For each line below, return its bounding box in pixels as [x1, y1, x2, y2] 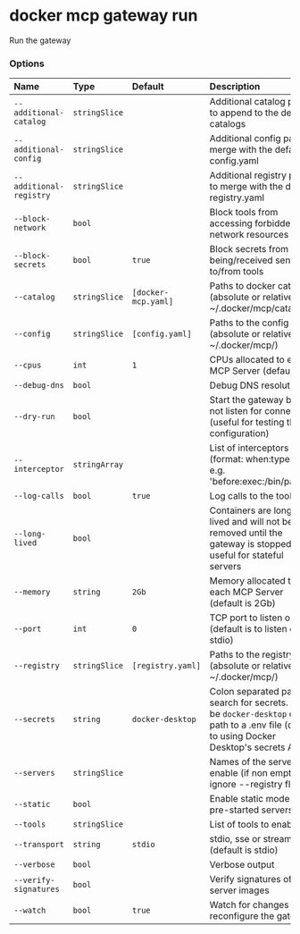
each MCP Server [209, 586, 284, 599]
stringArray [72, 459, 124, 470]
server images [209, 884, 270, 896]
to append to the [209, 106, 279, 119]
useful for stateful [209, 549, 284, 561]
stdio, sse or [209, 833, 262, 846]
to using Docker [209, 730, 277, 743]
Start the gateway [209, 394, 284, 407]
